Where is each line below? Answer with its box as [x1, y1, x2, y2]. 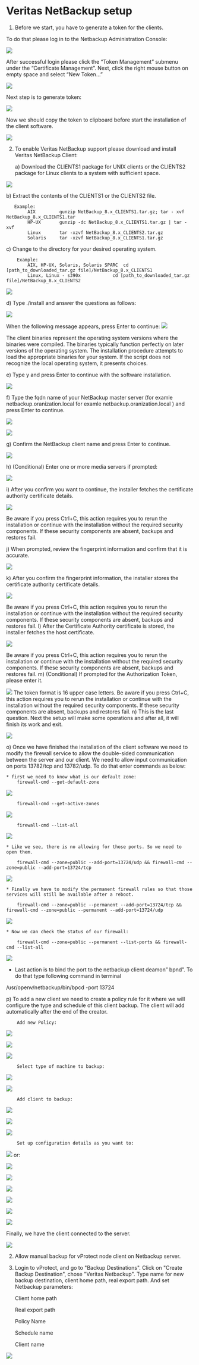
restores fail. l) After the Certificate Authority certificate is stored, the [6, 622, 175, 629]
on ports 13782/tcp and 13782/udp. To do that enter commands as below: [6, 762, 186, 769]
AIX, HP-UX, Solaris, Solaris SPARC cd [27, 262, 129, 268]
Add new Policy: [17, 1020, 58, 1026]
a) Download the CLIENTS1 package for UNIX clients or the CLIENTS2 [14, 163, 186, 170]
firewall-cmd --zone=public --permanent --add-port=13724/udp [6, 907, 163, 913]
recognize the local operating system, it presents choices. [6, 359, 148, 367]
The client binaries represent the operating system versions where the [6, 334, 178, 341]
